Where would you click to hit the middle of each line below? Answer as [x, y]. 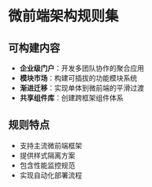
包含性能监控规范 [47, 165]
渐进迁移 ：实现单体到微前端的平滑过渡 [82, 88]
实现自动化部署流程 [51, 175]
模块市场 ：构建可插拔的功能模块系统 [78, 78]
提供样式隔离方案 [47, 155]
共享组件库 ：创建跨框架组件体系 [71, 98]
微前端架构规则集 [64, 16]
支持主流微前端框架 [51, 145]
